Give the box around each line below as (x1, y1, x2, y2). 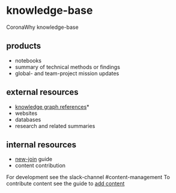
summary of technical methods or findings (14, 63, 120, 70)
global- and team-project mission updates (14, 70, 120, 77)
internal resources (6, 139, 77, 150)
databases (14, 115, 41, 123)
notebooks (14, 57, 42, 64)
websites (14, 109, 38, 117)
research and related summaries (14, 122, 96, 129)
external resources (6, 87, 79, 97)
